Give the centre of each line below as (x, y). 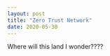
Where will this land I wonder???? (55, 47)
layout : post (26, 14)
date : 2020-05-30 (33, 27)
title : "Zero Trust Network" (50, 20)
